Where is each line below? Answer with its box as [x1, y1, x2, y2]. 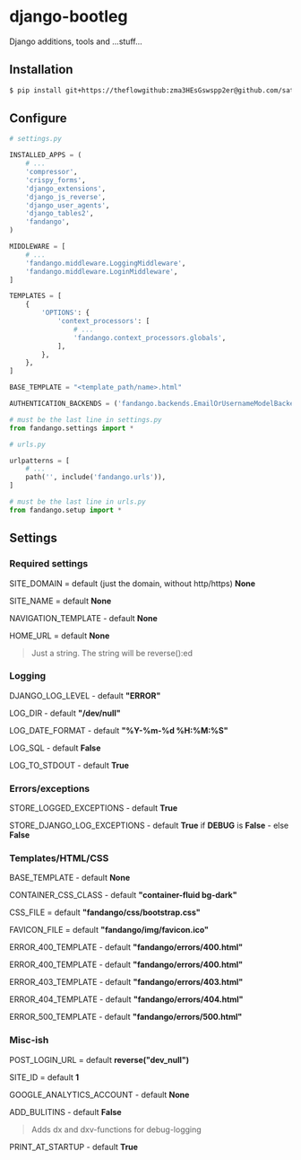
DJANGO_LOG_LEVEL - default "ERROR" [9, 690, 161, 701]
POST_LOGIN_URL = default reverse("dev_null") [9, 1054, 190, 1065]
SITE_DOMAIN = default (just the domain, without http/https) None [9, 577, 256, 589]
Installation [9, 62, 73, 77]
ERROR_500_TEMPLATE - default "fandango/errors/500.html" [9, 1012, 243, 1023]
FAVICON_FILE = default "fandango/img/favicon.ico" [9, 925, 209, 936]
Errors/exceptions [9, 782, 90, 795]
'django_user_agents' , [25, 200, 110, 210]
